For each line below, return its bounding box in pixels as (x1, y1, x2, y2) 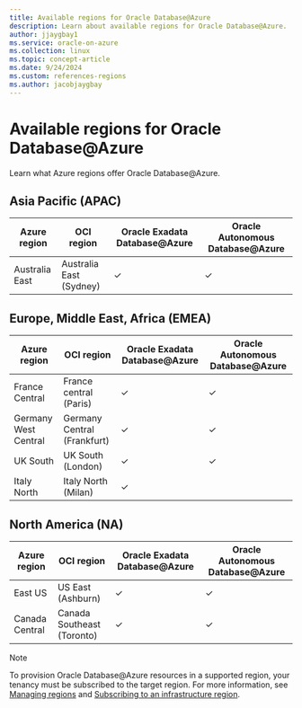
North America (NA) (9, 517, 124, 532)
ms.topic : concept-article (9, 55, 111, 64)
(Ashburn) (57, 592, 102, 605)
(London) (63, 460, 103, 473)
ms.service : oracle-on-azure (9, 38, 119, 48)
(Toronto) (57, 630, 98, 642)
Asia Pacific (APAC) (9, 193, 121, 208)
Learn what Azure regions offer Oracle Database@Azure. (9, 167, 220, 178)
